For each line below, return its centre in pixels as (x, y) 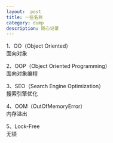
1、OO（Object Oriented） (39, 46)
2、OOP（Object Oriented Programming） (58, 66)
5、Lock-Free (23, 126)
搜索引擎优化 (22, 94)
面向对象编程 (22, 74)
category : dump (25, 23)
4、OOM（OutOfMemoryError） (46, 106)
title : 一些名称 (25, 17)
